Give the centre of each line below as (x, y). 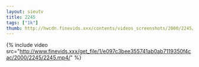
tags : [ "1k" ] (22, 23)
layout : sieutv (25, 12)
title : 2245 (21, 17)
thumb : (14, 28)
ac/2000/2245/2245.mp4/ (38, 58)
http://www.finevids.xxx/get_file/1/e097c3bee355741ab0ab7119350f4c (105, 52)
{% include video (27, 45)
